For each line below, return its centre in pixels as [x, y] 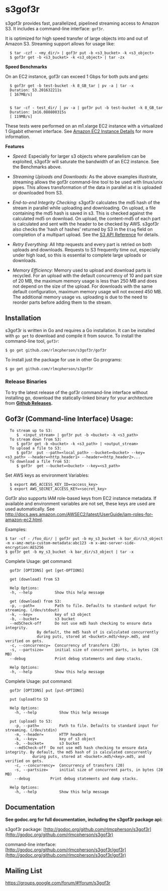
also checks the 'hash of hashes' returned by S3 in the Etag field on [82, 229]
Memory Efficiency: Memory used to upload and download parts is [81, 270]
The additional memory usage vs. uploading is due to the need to [80, 297]
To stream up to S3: [31, 430]
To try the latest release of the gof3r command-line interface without [76, 393]
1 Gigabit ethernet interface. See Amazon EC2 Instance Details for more [79, 131]
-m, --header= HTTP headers [50, 734]
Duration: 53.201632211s [36, 90]
